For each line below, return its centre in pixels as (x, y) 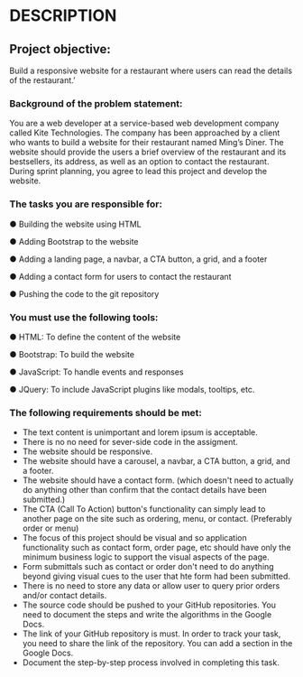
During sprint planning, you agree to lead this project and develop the (138, 172)
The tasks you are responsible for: (86, 204)
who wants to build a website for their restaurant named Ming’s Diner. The (147, 143)
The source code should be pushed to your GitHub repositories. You (149, 605)
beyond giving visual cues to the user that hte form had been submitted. (156, 576)
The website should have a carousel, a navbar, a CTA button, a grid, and (156, 461)
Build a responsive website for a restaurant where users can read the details (151, 70)
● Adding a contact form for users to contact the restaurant (120, 276)
